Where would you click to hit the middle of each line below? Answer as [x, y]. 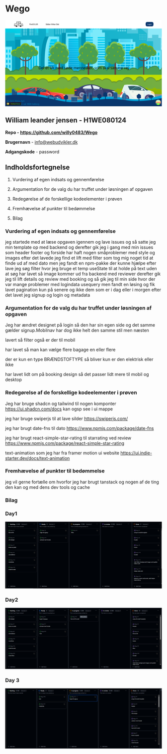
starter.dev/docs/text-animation [38, 458]
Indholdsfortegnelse [38, 168]
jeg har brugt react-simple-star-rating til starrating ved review [68, 438]
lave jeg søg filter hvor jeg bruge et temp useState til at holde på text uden [81, 268]
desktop [14, 379]
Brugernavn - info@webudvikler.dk [42, 142]
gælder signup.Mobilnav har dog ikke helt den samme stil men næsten [77, 331]
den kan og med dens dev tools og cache [48, 487]
